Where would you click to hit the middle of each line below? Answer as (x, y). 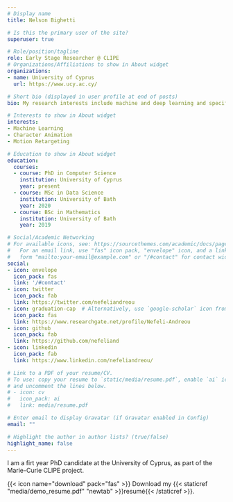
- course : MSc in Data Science (59, 193)
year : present (40, 186)
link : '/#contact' (40, 283)
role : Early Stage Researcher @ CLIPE (63, 58)
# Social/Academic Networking (51, 238)
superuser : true (31, 39)
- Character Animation (40, 135)
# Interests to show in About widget (62, 115)
